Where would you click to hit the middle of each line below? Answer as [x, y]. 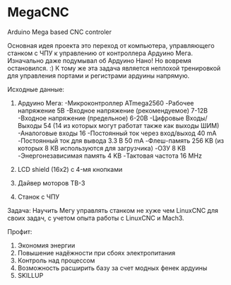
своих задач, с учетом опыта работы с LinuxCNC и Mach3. [96, 218]
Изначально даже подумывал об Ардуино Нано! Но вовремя [100, 60]
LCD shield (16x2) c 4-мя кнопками [70, 169]
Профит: [20, 231]
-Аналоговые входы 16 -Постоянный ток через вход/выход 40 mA [117, 133]
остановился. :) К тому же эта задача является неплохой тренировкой [114, 68]
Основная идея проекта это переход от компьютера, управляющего [111, 45]
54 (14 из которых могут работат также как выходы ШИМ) [131, 125]
